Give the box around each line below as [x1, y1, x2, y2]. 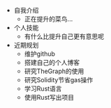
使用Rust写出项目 [24, 93, 75, 101]
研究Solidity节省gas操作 [24, 76, 94, 84]
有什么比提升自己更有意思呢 [24, 32, 105, 40]
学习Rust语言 [24, 84, 62, 93]
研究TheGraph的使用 [24, 67, 84, 75]
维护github [24, 49, 56, 58]
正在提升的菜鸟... [24, 15, 73, 23]
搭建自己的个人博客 [24, 59, 80, 66]
